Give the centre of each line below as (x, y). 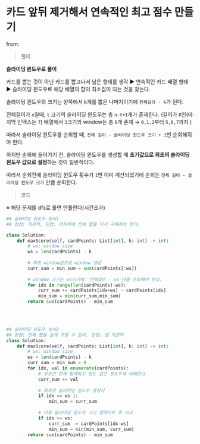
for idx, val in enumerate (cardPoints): (78, 368)
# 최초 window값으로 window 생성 (65, 263)
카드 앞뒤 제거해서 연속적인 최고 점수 (89, 12)
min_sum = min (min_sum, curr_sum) (91, 429)
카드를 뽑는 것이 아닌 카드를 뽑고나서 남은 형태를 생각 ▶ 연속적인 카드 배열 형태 (97, 82)
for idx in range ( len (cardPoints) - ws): (77, 285)
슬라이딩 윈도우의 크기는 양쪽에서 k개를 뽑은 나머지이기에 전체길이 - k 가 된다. (95, 101)
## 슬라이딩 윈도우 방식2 (33, 329)
